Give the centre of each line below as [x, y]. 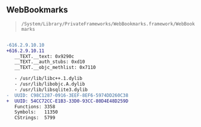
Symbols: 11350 [36, 112]
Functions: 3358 [35, 106]
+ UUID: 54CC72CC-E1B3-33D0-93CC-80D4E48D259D [68, 101]
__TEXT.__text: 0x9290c [44, 56]
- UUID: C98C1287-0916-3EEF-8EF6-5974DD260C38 [68, 95]
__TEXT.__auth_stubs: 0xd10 [50, 62]
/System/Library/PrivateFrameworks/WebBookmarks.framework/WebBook [108, 24]
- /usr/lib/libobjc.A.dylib [50, 84]
